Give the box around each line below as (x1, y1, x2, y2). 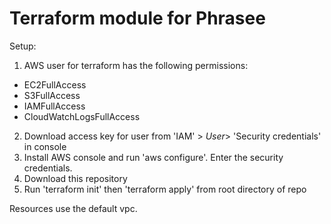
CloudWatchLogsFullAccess (23, 110, 141, 122)
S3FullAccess (23, 89, 81, 101)
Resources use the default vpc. (9, 202, 138, 214)
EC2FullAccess (23, 78, 87, 91)
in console (23, 140, 67, 152)
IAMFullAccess (23, 100, 86, 112)
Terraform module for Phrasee (9, 7, 266, 30)
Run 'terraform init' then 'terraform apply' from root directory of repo (23, 183, 307, 195)
